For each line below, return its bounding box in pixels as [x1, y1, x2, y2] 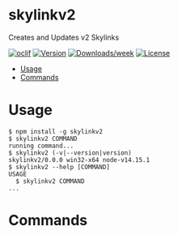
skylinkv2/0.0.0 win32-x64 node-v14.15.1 [8, 155, 150, 164]
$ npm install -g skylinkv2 [8, 127, 104, 135]
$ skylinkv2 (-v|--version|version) [8, 148, 132, 157]
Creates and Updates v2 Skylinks [8, 32, 120, 42]
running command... [8, 142, 74, 150]
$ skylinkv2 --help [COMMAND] [8, 163, 111, 171]
